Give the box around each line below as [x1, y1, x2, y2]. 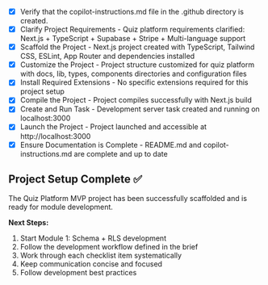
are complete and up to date [73, 149, 168, 158]
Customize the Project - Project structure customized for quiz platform [19, 60, 255, 69]
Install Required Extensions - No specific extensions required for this [19, 78, 249, 87]
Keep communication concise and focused [19, 259, 163, 269]
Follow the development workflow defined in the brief [19, 242, 199, 252]
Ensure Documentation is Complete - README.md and [19, 140, 202, 149]
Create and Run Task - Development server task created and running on [19, 104, 260, 114]
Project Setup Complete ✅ [8, 172, 143, 186]
